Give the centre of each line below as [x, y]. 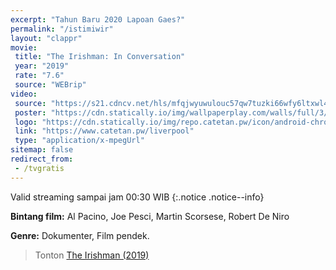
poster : [30, 112]
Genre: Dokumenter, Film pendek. [80, 235]
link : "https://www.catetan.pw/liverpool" [104, 131]
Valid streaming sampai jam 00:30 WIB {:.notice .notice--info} [137, 197]
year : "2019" [42, 66]
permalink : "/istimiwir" [62, 29]
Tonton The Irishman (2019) [92, 255]
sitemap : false [42, 150]
